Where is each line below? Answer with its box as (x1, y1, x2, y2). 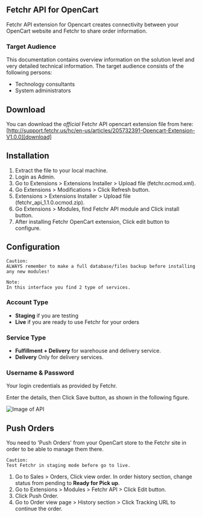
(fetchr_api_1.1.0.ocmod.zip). (14, 198, 85, 206)
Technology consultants (14, 81, 75, 88)
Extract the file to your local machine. (14, 167, 108, 174)
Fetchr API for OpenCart (6, 5, 99, 15)
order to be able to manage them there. (6, 446, 104, 453)
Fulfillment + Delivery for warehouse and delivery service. (14, 347, 162, 355)
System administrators (14, 87, 71, 94)
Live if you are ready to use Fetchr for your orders (14, 318, 140, 325)
